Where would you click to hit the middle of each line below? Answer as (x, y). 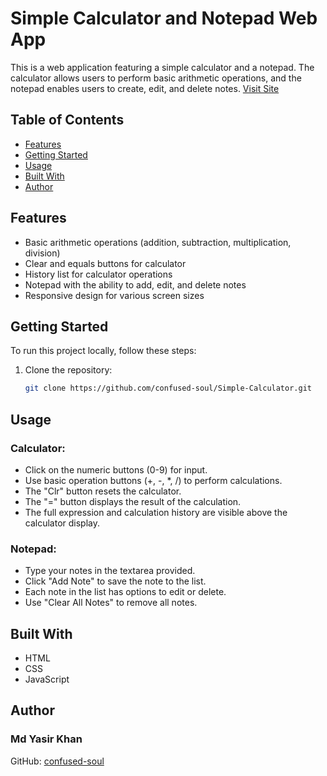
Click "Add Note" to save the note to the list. (115, 581)
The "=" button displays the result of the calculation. (133, 501)
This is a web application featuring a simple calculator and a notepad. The (162, 67)
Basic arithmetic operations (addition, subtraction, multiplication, (158, 242)
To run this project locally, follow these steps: (103, 351)
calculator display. (62, 523)
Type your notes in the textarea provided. (110, 571)
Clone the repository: (68, 370)
